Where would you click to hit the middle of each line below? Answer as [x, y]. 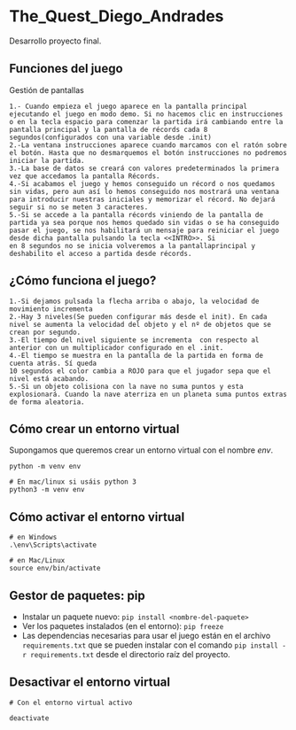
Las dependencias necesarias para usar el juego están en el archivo [146, 636]
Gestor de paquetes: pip [78, 595]
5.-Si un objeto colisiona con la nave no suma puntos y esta [126, 386]
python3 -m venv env [47, 490]
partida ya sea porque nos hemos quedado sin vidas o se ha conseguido [144, 222]
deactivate [29, 718]
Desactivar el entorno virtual [90, 683]
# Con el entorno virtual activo [71, 703]
